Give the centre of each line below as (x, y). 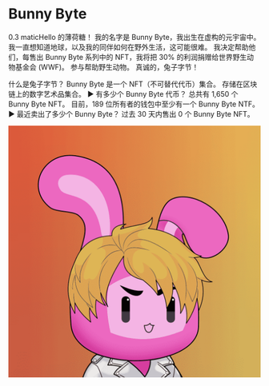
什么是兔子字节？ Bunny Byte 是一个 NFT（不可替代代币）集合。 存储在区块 (133, 84)
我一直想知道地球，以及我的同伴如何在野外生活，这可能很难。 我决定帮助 (128, 47)
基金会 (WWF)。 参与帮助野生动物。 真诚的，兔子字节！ (107, 67)
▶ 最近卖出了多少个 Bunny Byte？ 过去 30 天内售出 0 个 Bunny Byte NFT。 (131, 113)
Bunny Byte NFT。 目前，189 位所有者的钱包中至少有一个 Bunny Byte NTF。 (134, 104)
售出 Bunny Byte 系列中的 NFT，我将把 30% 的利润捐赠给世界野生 (138, 57)
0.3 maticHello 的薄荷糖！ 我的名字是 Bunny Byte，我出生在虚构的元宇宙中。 (134, 37)
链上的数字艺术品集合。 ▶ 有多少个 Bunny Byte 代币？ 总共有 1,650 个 (123, 94)
